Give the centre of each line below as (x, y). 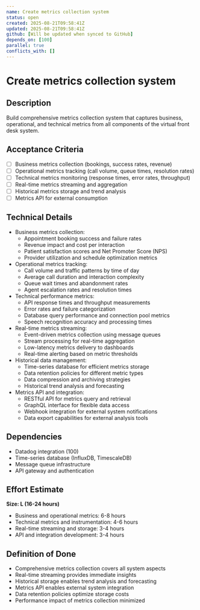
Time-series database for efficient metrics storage (86, 366)
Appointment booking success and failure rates (83, 238)
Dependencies (34, 437)
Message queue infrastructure (52, 464)
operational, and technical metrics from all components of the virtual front (98, 124)
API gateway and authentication (55, 471)
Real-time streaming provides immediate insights (76, 575)
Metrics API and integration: (49, 392)
